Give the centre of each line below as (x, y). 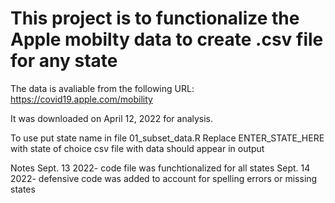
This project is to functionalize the (155, 18)
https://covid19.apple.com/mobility (81, 99)
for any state (64, 61)
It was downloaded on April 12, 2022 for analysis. (112, 118)
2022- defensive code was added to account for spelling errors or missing (164, 178)
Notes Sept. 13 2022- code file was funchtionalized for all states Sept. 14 (160, 168)
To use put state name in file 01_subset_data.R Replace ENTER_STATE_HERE (167, 138)
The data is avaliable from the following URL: (102, 88)
